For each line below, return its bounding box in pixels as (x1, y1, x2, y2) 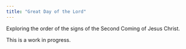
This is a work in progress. (6, 36, 71, 43)
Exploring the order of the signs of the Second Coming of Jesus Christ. (6, 25, 180, 32)
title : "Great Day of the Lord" (6, 8, 86, 15)
